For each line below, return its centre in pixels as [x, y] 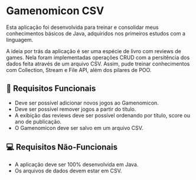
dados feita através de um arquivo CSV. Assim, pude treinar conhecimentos [98, 64]
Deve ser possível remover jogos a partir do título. [75, 109]
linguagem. [20, 40]
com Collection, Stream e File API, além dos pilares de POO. [79, 70]
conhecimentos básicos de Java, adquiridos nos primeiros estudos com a [96, 33]
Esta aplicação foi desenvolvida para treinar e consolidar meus [82, 27]
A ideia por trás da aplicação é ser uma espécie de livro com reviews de [94, 51]
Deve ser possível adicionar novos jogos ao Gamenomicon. [87, 103]
